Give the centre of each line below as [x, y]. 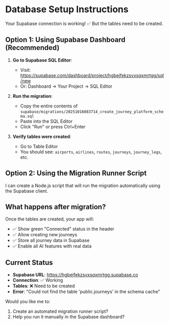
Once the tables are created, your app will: [50, 219]
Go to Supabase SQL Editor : [42, 60]
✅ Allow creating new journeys [45, 235]
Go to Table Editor [39, 146]
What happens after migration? [56, 207]
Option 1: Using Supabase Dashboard [65, 40]
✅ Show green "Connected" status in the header [63, 229]
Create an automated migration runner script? [60, 311]
